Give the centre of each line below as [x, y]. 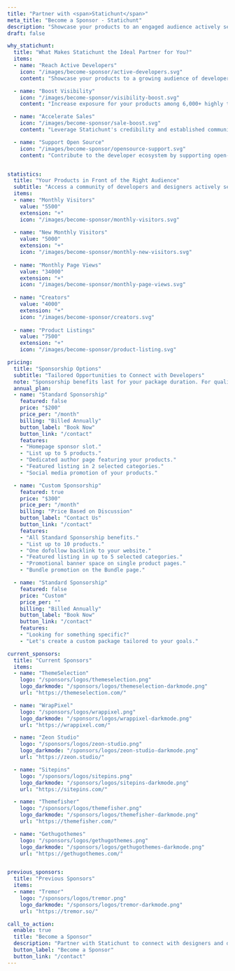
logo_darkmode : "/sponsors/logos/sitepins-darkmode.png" [105, 783]
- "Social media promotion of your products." [89, 473]
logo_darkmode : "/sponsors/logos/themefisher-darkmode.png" [109, 815]
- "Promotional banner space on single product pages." [103, 564]
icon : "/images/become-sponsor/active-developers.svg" [101, 72]
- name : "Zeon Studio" [47, 738]
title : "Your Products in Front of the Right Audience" [97, 180]
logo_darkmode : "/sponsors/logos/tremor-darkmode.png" [101, 905]
